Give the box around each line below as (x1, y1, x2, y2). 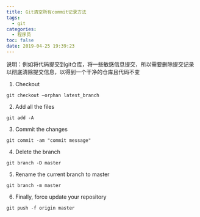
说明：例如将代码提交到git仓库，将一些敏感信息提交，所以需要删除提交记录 (6, 61, 195, 68)
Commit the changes (15, 125, 68, 133)
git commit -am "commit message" (6, 137, 91, 144)
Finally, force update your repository (15, 193, 107, 200)
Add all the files (15, 103, 55, 110)
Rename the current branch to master (15, 171, 110, 178)
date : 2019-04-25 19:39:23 (6, 43, 75, 50)
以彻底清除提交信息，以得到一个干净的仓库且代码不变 (6, 68, 140, 75)
